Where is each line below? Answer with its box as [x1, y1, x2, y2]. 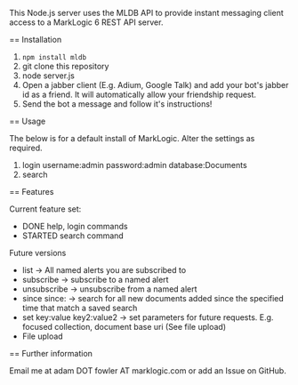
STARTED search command [21, 230, 125, 241]
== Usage [9, 116, 46, 126]
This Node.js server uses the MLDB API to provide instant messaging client [9, 8, 285, 18]
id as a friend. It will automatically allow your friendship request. [21, 89, 256, 100]
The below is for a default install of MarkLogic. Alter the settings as [9, 133, 255, 143]
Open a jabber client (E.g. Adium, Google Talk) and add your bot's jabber [21, 80, 289, 90]
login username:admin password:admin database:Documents [21, 160, 247, 170]
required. [9, 142, 43, 153]
